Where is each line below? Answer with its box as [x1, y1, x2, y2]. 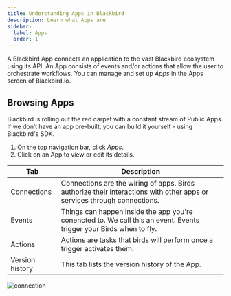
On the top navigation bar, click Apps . [16, 143, 124, 151]
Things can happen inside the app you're [60, 206, 194, 216]
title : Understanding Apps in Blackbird [7, 10, 125, 17]
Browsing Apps [7, 97, 74, 108]
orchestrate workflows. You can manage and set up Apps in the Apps [7, 70, 204, 78]
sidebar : [7, 23, 32, 30]
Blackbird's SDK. [7, 129, 55, 138]
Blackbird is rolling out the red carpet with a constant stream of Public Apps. [7, 115, 223, 123]
